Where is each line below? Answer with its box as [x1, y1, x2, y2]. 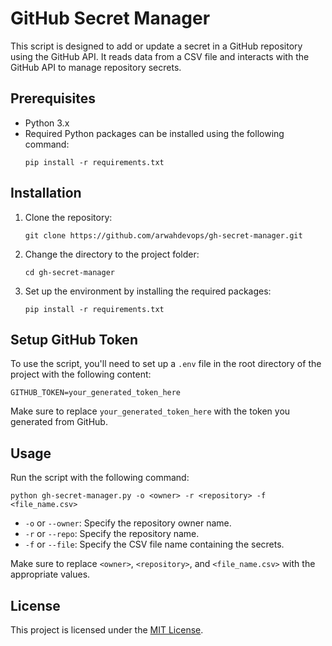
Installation [10, 185, 82, 202]
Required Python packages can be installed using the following [24, 127, 285, 139]
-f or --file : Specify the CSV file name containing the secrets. [24, 538, 285, 551]
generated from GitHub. [10, 416, 108, 428]
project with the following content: [10, 368, 152, 381]
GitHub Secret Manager [10, 7, 211, 30]
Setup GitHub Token [10, 331, 138, 348]
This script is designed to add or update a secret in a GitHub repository [10, 40, 303, 52]
